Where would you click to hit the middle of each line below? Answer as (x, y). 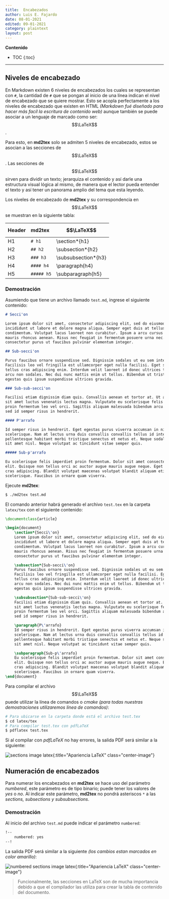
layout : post (19, 33)
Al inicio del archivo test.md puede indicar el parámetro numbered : (73, 823)
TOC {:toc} (24, 57)
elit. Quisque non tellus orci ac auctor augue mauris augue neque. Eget (84, 467)
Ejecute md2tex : (22, 485)
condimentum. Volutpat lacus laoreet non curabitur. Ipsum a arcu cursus (84, 333)
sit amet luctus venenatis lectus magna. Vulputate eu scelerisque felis (84, 402)
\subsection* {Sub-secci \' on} (45, 565)
